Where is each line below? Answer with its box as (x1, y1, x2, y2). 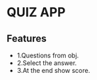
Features (6, 33, 47, 45)
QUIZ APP (6, 4, 66, 21)
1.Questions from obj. (16, 51, 79, 59)
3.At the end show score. (16, 67, 91, 74)
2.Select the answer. (16, 59, 77, 67)
